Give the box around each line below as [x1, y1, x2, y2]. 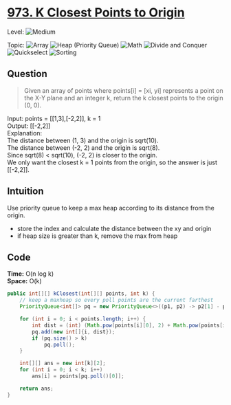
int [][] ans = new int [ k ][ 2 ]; [19, 360, 107, 367]
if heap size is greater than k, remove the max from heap [16, 232, 178, 240]
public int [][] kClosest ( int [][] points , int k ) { [7, 290, 155, 297]
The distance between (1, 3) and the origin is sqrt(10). [7, 136, 159, 144]
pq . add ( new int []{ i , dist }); [32, 328, 115, 335]
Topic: [7, 41, 25, 49]
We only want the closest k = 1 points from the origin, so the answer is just [7, 158, 218, 166]
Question [7, 68, 47, 80]
